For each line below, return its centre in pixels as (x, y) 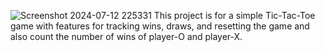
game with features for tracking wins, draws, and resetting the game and (160, 26)
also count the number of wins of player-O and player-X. (126, 36)
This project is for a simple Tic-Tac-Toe (234, 15)
